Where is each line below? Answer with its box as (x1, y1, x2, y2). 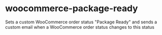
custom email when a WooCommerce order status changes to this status (5, 24, 155, 30)
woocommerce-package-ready (5, 3, 138, 14)
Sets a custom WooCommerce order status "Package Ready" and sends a (5, 19, 157, 25)
